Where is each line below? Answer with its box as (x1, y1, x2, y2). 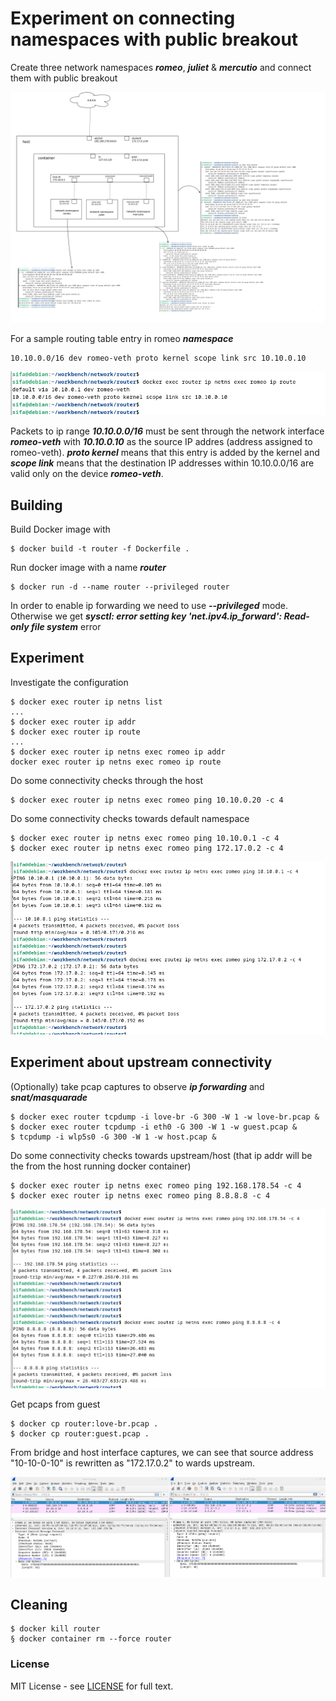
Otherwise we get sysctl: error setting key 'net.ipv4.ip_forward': (10, 610, 283, 622)
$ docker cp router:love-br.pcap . (10, 1418, 159, 1429)
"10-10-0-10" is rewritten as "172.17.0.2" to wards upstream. (10, 1457, 256, 1469)
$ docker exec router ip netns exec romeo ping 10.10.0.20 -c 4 (10, 795, 284, 805)
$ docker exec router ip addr (10, 717, 137, 727)
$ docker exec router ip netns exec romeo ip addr (10, 747, 226, 757)
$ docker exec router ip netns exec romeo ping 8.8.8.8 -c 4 (10, 1190, 271, 1201)
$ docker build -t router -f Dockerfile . (10, 543, 190, 554)
